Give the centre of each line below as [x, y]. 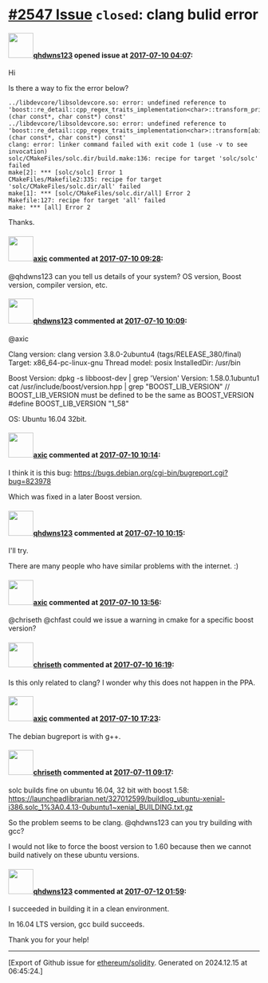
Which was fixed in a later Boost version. [75, 497]
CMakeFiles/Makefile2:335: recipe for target [85, 180]
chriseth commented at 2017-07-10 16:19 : [104, 665]
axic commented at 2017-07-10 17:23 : [97, 718]
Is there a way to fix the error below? [69, 88]
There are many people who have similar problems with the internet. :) [124, 566]
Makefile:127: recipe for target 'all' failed [87, 201]
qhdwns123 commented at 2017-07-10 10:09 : [110, 321]
